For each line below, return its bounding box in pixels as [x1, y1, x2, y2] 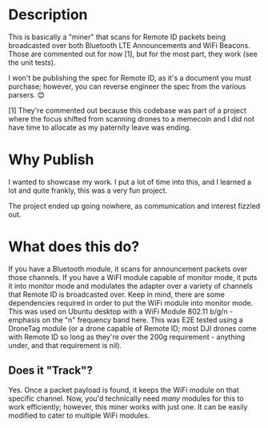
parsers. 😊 [8, 90, 46, 99]
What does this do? [8, 238, 140, 256]
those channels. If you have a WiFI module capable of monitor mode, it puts [8, 272, 258, 282]
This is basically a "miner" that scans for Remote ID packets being [8, 32, 226, 42]
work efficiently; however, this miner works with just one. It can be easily [8, 402, 248, 411]
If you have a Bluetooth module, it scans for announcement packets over [8, 264, 248, 274]
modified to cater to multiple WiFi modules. [8, 410, 150, 420]
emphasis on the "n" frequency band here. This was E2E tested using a [8, 314, 244, 325]
